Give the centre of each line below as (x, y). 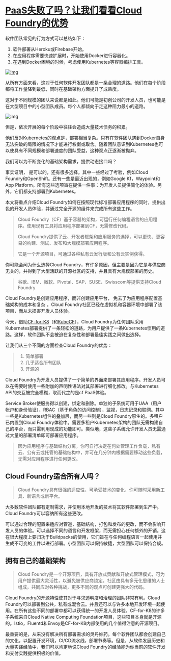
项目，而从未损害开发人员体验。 (39, 311)
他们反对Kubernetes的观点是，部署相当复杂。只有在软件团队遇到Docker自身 (85, 138)
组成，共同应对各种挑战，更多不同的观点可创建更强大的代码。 (82, 587)
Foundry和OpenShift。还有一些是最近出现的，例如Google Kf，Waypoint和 (83, 179)
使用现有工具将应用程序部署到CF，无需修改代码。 (79, 225)
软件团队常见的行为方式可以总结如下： (45, 38)
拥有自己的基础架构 (35, 561)
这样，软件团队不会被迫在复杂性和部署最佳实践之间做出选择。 (79, 334)
